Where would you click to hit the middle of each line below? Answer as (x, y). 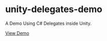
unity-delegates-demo (54, 9)
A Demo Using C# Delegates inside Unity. (48, 23)
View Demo (17, 33)
